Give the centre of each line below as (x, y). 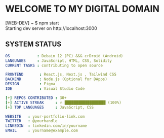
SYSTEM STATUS (33, 44)
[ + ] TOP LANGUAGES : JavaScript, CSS (50, 107)
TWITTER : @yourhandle (31, 121)
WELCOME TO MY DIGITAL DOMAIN (82, 9)
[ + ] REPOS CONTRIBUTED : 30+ (36, 98)
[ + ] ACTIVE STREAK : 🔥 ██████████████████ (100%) (63, 102)
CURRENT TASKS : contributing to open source (54, 65)
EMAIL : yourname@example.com (42, 131)
